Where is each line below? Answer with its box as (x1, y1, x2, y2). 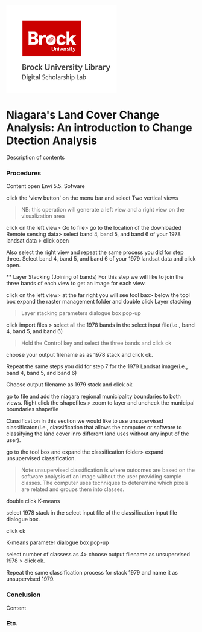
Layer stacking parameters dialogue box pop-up (21, 310, 142, 317)
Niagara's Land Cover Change (6, 108, 160, 122)
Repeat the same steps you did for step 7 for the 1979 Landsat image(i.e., (6, 363, 188, 370)
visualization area (21, 212, 65, 220)
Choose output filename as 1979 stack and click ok (6, 381, 133, 388)
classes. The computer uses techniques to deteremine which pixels (21, 480, 189, 487)
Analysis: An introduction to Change (6, 121, 193, 135)
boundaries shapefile (6, 406, 59, 413)
